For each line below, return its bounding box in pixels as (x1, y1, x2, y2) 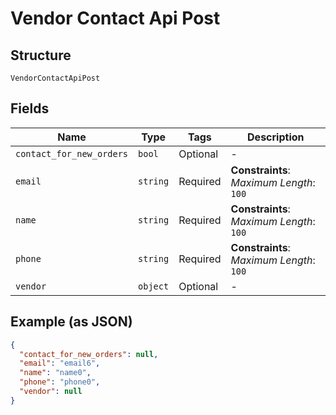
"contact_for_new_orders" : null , (19, 349, 159, 359)
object (138, 280, 170, 292)
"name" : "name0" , (19, 368, 92, 378)
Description (247, 130, 305, 144)
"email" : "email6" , (19, 358, 101, 369)
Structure (10, 47, 72, 64)
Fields (10, 100, 50, 117)
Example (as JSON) (10, 313, 133, 331)
